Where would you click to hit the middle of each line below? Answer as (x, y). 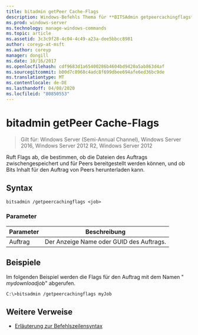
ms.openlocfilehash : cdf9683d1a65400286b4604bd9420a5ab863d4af (85, 66)
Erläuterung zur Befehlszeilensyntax (59, 326)
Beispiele (24, 263)
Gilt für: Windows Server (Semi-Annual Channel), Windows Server (101, 139)
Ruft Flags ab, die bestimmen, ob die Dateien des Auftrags (77, 157)
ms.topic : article (29, 34)
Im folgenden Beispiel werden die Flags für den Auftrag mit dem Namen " (95, 277)
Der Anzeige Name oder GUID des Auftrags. (105, 241)
